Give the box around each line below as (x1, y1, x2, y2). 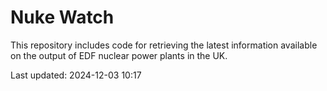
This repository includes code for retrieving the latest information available (10, 39, 318, 51)
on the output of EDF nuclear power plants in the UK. (10, 49, 228, 61)
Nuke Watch (10, 6, 115, 29)
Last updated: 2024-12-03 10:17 (10, 69, 142, 81)
